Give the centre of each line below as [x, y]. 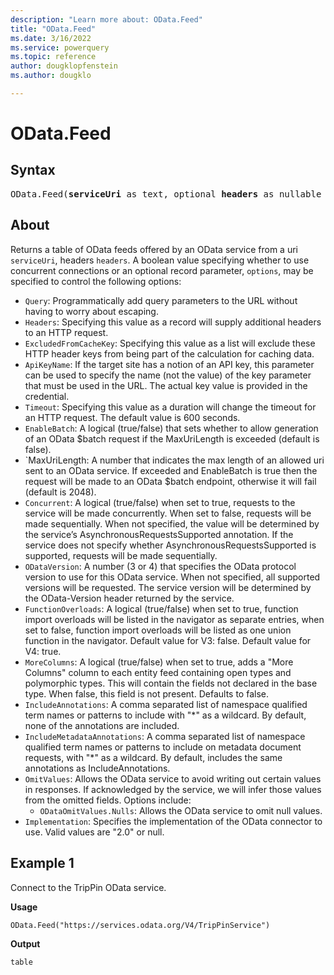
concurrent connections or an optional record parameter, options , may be [162, 270]
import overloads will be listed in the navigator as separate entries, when [174, 619]
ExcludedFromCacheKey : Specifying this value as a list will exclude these [170, 343]
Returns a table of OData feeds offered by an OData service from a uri [154, 249]
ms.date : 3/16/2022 [51, 38]
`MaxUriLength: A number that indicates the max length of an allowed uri [174, 460]
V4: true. [43, 651]
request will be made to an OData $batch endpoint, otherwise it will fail [170, 481]
